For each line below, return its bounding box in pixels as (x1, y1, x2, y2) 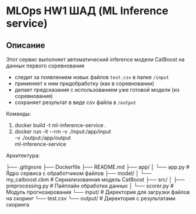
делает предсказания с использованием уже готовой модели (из (14, 86, 180, 93)
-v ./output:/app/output (14, 134, 71, 141)
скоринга (6, 201, 29, 208)
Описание (6, 40, 45, 50)
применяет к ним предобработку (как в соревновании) (14, 80, 154, 87)
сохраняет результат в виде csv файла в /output (14, 99, 137, 106)
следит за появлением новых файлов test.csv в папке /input (14, 74, 170, 80)
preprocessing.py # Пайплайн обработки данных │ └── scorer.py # (6, 182, 174, 189)
